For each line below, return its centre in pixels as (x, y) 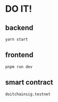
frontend (19, 55)
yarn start (17, 39)
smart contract (29, 82)
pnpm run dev (19, 67)
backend (19, 28)
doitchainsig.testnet (28, 94)
